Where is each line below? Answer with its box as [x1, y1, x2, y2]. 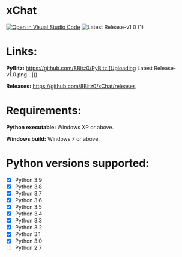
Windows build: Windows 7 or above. [6, 135, 100, 142]
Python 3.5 [14, 203, 42, 211]
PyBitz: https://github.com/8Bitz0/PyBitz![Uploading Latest [6, 64, 153, 72]
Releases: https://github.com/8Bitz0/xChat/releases [6, 82, 136, 90]
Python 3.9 [14, 176, 43, 184]
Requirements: [6, 104, 82, 117]
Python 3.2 [14, 224, 43, 231]
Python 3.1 [14, 231, 41, 238]
